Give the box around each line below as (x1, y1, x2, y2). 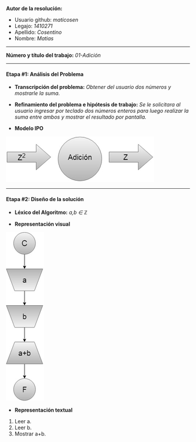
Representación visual (14, 220, 71, 227)
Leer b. (14, 424, 32, 431)
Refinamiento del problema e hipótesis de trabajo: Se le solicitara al (14, 101, 181, 108)
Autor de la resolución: (6, 5, 63, 12)
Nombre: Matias (14, 35, 54, 42)
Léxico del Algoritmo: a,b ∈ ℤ (14, 209, 87, 216)
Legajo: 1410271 (14, 23, 53, 29)
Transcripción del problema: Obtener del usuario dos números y (14, 84, 171, 91)
